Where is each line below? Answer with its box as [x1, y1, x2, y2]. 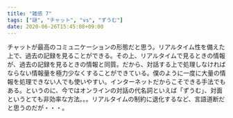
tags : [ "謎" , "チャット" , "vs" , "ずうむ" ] [7, 17, 123, 24]
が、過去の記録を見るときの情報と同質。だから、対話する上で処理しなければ [7, 60, 226, 69]
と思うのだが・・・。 [7, 103, 68, 112]
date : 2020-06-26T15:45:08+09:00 [7, 23, 104, 30]
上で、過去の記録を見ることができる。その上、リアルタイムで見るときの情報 [7, 51, 225, 60]
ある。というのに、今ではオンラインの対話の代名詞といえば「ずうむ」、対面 [7, 86, 223, 94]
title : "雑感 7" [7, 10, 52, 17]
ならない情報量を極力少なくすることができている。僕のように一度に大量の [7, 69, 220, 77]
